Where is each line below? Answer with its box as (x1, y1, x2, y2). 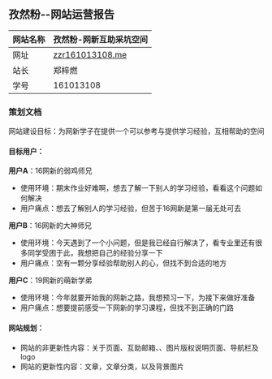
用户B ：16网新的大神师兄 (8, 221, 92, 230)
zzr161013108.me (53, 49, 127, 60)
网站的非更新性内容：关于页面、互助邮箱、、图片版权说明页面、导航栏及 (19, 342, 259, 352)
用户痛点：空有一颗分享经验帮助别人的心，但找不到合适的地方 (19, 258, 227, 268)
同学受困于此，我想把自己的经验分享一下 (27, 248, 163, 258)
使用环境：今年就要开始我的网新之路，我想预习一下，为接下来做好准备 (19, 293, 256, 303)
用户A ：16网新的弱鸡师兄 (8, 166, 93, 176)
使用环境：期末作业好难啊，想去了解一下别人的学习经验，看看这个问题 (19, 183, 256, 193)
